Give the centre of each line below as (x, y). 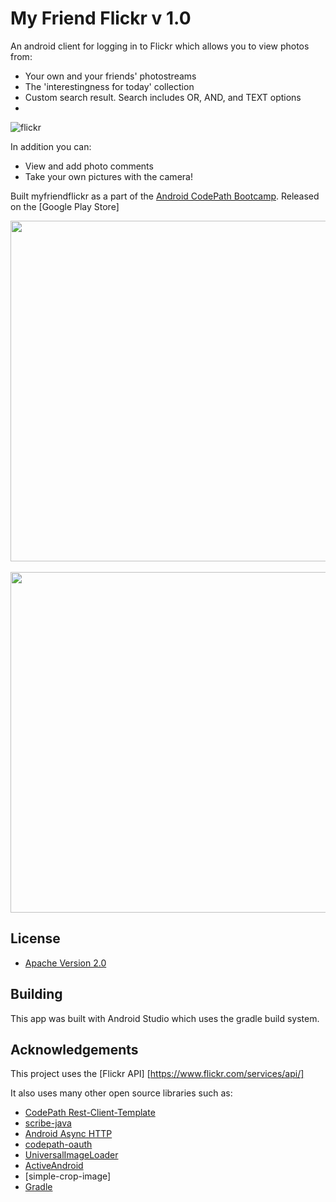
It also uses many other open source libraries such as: (121, 1093)
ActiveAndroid (54, 1166)
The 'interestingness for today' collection (109, 86)
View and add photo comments (89, 166)
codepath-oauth (58, 1144)
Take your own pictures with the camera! (108, 176)
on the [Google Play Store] (65, 206)
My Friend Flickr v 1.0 (101, 18)
